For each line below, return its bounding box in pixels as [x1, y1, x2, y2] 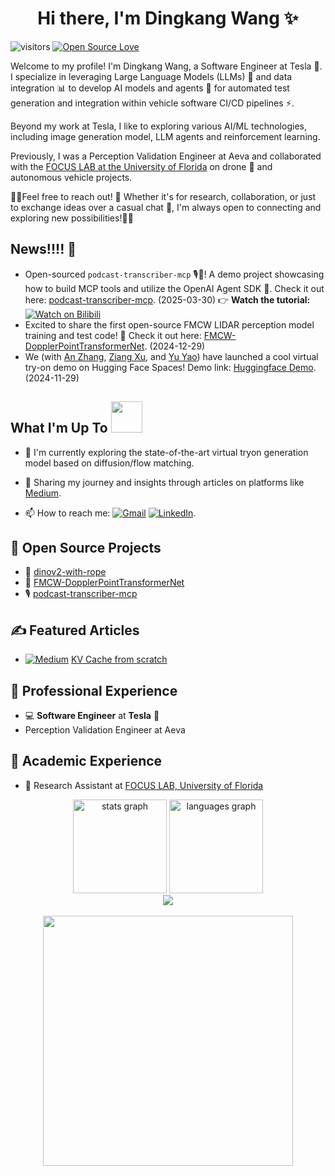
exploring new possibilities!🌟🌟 [10, 212, 134, 224]
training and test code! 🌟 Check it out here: [24, 329, 202, 341]
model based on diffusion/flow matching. [24, 457, 195, 469]
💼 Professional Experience [10, 682, 178, 699]
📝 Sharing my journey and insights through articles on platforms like [24, 476, 305, 488]
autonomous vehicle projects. [10, 171, 133, 183]
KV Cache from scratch [71, 653, 168, 666]
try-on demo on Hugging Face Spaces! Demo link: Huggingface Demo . [24, 361, 317, 373]
